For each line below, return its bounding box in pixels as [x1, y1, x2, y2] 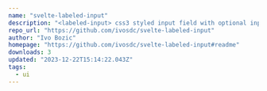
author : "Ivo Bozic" [8, 33, 77, 42]
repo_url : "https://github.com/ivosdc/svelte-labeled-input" [8, 26, 215, 34]
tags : [8, 63, 26, 71]
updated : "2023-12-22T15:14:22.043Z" [8, 56, 133, 64]
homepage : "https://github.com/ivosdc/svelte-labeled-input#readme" [8, 41, 240, 49]
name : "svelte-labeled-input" [8, 11, 109, 20]
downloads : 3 [8, 48, 52, 56]
